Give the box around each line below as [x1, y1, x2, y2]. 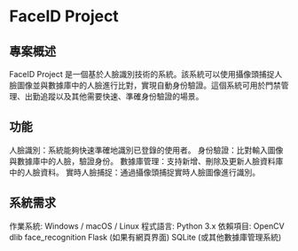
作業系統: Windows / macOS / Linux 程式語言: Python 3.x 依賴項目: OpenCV [9, 220, 286, 231]
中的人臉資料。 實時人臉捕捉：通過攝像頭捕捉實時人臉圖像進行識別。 [9, 167, 260, 177]
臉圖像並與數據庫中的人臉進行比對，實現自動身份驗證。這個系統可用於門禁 [9, 80, 281, 90]
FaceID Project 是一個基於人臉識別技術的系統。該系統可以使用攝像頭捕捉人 [9, 69, 283, 79]
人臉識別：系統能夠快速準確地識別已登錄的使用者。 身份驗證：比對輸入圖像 [9, 145, 284, 155]
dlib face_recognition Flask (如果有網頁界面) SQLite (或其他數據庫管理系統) [9, 231, 282, 242]
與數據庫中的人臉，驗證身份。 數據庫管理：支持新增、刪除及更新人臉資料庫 [9, 155, 284, 166]
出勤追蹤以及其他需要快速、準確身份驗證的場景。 [24, 91, 204, 101]
